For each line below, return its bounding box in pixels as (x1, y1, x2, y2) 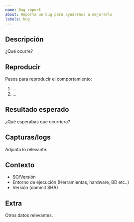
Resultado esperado (5, 105, 69, 114)
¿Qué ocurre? (5, 48, 33, 54)
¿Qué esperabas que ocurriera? (5, 118, 70, 125)
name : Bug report (5, 7, 41, 12)
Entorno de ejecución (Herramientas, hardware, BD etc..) (12, 179, 130, 185)
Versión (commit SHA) (12, 185, 58, 191)
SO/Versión (12, 174, 36, 180)
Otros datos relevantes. (5, 213, 53, 219)
